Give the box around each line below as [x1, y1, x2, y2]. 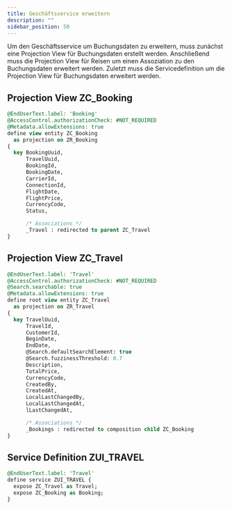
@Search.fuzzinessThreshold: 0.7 [25, 355, 123, 362]
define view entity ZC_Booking [7, 130, 98, 136]
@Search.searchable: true [7, 283, 82, 291]
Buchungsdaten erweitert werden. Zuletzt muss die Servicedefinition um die [7, 64, 225, 73]
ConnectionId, [25, 182, 67, 189]
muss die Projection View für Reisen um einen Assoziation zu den [7, 57, 194, 65]
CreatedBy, [25, 381, 58, 388]
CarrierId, [25, 175, 58, 182]
